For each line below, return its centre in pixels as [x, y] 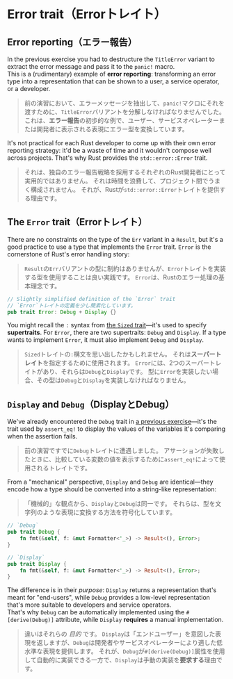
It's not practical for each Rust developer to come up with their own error [112, 143]
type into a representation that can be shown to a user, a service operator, [113, 81]
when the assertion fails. [42, 436]
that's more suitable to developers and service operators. [89, 605]
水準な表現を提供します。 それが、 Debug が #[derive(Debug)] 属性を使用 [124, 651]
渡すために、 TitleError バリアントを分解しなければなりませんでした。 [125, 112]
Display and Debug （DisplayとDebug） [91, 404]
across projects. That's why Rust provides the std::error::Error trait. [107, 158]
